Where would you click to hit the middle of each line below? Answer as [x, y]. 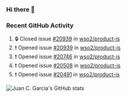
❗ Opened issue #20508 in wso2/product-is [68, 65]
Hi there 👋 [21, 10]
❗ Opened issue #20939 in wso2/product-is [68, 48]
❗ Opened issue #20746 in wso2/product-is [67, 57]
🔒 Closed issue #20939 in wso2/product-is [67, 39]
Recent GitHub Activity [40, 25]
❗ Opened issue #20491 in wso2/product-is [67, 74]
